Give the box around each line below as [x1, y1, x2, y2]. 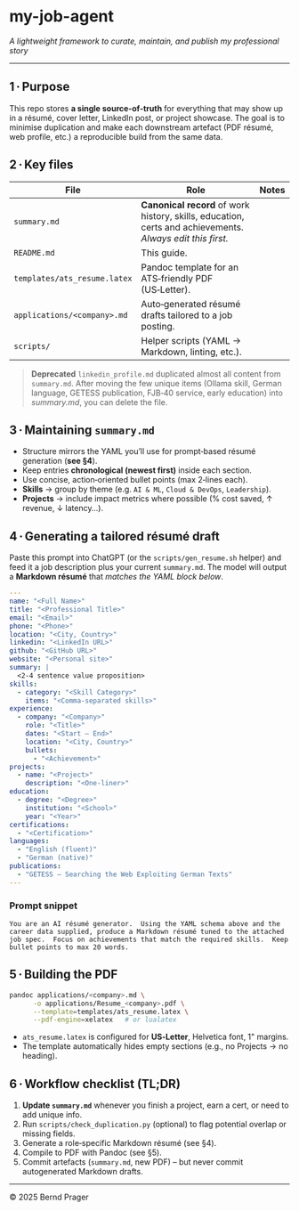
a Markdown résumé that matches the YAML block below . [9, 572, 224, 582]
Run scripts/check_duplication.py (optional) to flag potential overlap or [21, 1119, 287, 1130]
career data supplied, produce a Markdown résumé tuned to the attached [9, 927, 285, 936]
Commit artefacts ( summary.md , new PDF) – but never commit [21, 1157, 244, 1167]
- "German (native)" [17, 853, 93, 863]
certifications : [9, 820, 69, 829]
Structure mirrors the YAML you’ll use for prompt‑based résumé [21, 446, 256, 457]
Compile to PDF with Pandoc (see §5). [21, 1147, 162, 1158]
